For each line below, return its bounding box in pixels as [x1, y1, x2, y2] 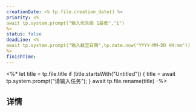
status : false [6, 31, 42, 37]
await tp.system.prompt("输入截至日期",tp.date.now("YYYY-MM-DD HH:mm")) [6, 43, 191, 49]
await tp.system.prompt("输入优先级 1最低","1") [6, 20, 125, 26]
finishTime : [6, 54, 36, 60]
